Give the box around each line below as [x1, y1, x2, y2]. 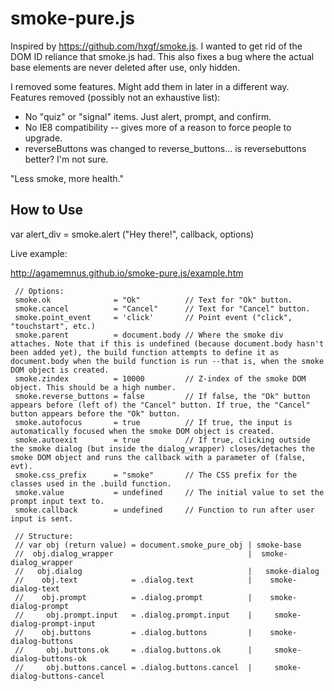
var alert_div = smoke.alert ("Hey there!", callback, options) [10, 228, 255, 240]
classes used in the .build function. [10, 478, 172, 489]
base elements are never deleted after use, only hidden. [10, 61, 241, 73]
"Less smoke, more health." [10, 172, 124, 184]
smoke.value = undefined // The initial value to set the [14, 487, 325, 497]
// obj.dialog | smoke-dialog [14, 566, 320, 576]
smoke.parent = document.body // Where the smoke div [14, 330, 284, 340]
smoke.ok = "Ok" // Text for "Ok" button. [14, 295, 293, 305]
